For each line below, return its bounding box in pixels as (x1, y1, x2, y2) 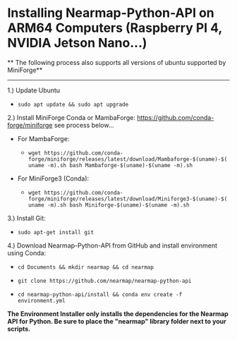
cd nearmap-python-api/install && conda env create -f (17, 291, 183, 298)
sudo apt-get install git (17, 229, 94, 236)
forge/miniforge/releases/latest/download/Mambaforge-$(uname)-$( (28, 155, 228, 163)
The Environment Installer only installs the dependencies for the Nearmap (7, 309, 229, 318)
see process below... (54, 121, 114, 129)
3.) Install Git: (7, 214, 46, 222)
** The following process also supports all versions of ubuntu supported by (7, 58, 226, 66)
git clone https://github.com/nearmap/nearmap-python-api (17, 277, 192, 284)
